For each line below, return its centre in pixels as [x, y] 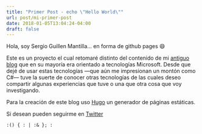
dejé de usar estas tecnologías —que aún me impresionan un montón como [101, 71]
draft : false [23, 29]
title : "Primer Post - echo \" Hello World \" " [65, 12]
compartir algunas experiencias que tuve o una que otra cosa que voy [94, 84]
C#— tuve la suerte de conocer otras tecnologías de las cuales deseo [94, 77]
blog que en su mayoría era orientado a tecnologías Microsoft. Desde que [99, 65]
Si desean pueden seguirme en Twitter [55, 114]
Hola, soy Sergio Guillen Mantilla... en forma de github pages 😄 [86, 46]
